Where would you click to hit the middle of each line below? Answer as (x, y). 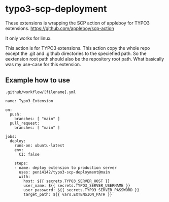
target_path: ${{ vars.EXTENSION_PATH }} (68, 194)
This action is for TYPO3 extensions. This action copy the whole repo (78, 48)
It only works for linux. (28, 38)
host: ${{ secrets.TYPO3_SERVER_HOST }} (67, 181)
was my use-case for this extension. (43, 64)
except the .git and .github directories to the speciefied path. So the (76, 53)
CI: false (29, 154)
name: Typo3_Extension (29, 101)
